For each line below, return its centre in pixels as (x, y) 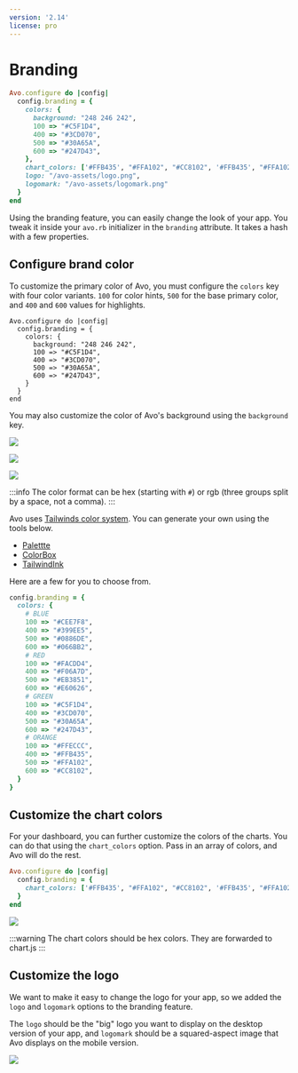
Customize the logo (64, 976)
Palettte (36, 545)
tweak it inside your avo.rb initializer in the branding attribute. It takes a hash (149, 227)
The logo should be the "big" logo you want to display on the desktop (136, 1023)
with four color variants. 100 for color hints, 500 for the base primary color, (144, 295)
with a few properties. (49, 236)
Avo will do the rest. (45, 855)
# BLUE (37, 614)
